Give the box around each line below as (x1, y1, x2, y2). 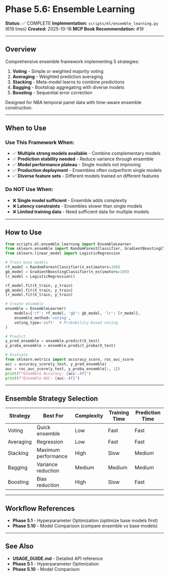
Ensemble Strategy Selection (5, 394, 98, 403)
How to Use (5, 228, 42, 237)
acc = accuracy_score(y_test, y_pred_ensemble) (5, 361, 107, 366)
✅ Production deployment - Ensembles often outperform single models (12, 167, 162, 173)
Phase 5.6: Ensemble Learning (5, 4, 135, 15)
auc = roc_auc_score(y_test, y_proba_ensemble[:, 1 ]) (5, 366, 121, 371)
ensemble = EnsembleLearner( (5, 306, 66, 311)
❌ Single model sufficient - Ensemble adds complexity (12, 197, 127, 203)
